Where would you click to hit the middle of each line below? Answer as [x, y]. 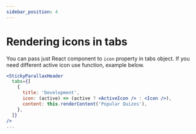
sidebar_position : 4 [32, 12]
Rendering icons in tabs [67, 41]
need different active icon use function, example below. [75, 65]
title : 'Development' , [51, 93]
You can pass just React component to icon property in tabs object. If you [98, 59]
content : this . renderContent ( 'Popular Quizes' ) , [85, 104]
